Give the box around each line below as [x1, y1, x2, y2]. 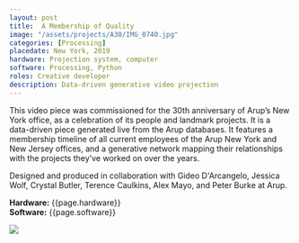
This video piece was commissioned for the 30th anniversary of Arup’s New [9, 104, 290, 115]
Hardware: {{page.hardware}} [9, 197, 121, 208]
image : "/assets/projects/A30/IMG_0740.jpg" [9, 30, 179, 39]
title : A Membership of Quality [9, 22, 135, 31]
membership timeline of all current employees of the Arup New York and [9, 133, 277, 144]
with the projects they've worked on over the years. [9, 152, 200, 163]
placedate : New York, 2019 [9, 47, 110, 56]
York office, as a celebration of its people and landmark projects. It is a [9, 114, 271, 125]
